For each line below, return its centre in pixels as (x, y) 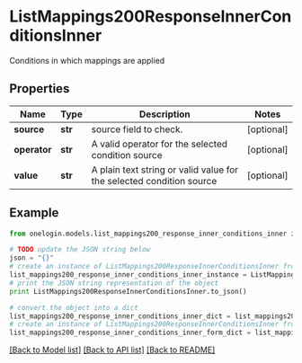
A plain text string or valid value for (165, 170)
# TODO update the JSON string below (80, 250)
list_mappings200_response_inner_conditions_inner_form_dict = (130, 333)
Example (34, 213)
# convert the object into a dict (74, 307)
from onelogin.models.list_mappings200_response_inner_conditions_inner (148, 234)
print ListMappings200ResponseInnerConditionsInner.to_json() (128, 291)
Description (164, 114)
